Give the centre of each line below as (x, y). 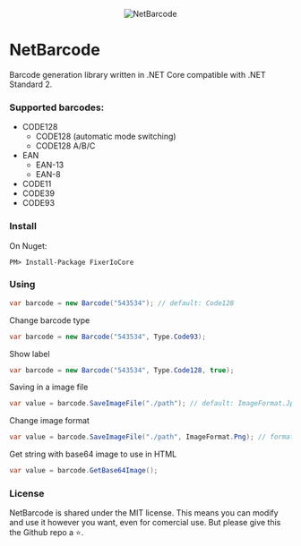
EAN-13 (50, 165)
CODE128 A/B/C (65, 146)
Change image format (49, 421)
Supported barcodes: (57, 107)
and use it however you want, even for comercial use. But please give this (145, 523)
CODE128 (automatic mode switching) (106, 136)
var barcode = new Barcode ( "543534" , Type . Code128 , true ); (122, 370)
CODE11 (37, 184)
